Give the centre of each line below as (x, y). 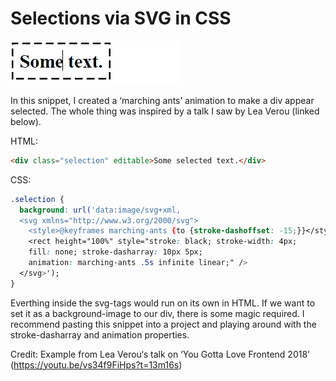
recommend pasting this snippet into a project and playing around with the (163, 324)
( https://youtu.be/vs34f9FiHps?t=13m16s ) (96, 364)
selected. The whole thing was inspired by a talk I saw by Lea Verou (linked (165, 111)
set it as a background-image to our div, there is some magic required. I (157, 313)
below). (26, 121)
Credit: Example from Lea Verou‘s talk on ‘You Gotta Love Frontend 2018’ (160, 354)
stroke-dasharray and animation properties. (100, 334)
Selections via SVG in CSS (121, 18)
